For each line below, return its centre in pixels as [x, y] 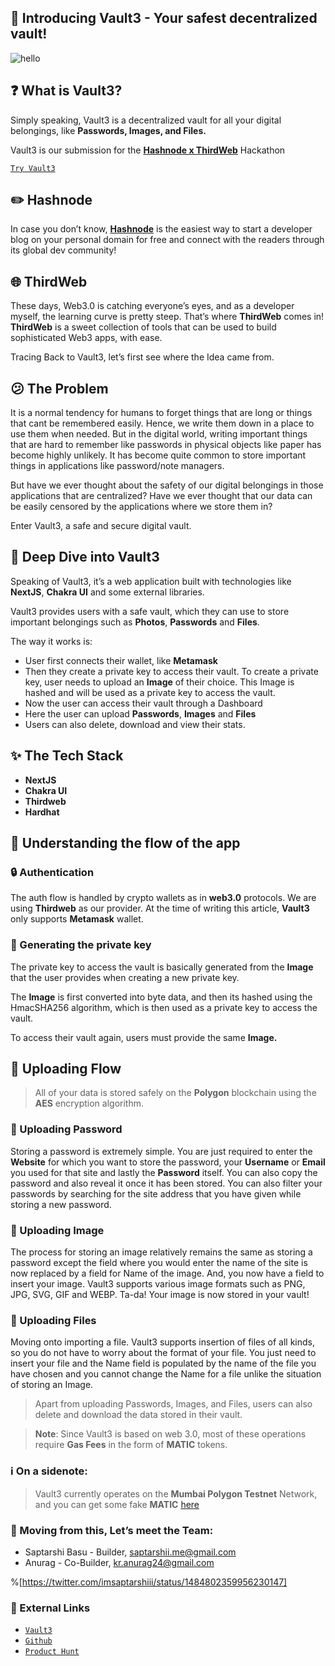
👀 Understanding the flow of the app [125, 843]
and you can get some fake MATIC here [117, 1504]
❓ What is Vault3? [66, 91]
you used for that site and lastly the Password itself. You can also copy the [164, 1172]
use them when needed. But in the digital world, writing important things [159, 434]
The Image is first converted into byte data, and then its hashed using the [161, 997]
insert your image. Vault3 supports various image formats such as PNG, [158, 1284]
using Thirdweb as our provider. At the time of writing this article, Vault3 [160, 908]
